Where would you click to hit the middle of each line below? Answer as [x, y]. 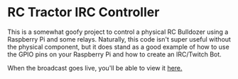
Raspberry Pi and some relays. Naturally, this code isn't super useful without [119, 39]
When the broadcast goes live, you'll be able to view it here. [95, 68]
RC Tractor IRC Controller [83, 12]
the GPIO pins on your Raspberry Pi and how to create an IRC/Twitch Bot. [114, 54]
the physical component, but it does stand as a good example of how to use [118, 47]
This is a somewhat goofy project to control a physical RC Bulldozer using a [118, 32]
